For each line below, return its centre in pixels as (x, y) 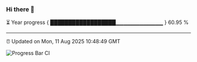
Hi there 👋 (21, 9)
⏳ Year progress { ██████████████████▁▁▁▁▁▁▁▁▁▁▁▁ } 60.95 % (97, 22)
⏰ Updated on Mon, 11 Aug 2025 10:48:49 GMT (63, 42)
